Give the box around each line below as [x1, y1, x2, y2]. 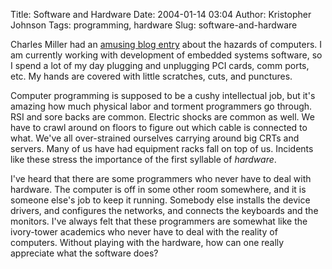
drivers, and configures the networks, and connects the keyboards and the [10, 205, 319, 216]
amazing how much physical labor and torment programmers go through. [10, 100, 313, 112]
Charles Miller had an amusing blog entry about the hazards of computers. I [10, 39, 323, 50]
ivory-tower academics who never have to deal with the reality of [10, 226, 278, 238]
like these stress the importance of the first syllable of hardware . [10, 154, 277, 165]
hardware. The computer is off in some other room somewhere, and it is [10, 184, 307, 195]
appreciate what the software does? [10, 247, 159, 259]
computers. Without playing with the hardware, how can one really [10, 237, 285, 248]
